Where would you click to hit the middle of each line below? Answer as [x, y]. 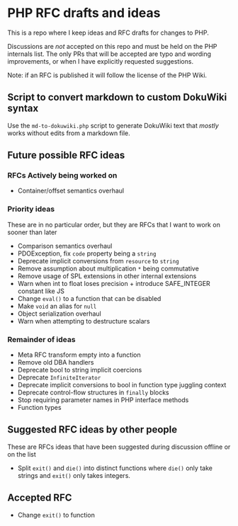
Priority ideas [31, 209]
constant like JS [41, 291]
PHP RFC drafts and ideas [84, 13]
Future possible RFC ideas [66, 155]
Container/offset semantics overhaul [71, 191]
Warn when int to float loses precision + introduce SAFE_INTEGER [114, 283]
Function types [39, 408]
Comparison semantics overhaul [65, 246]
